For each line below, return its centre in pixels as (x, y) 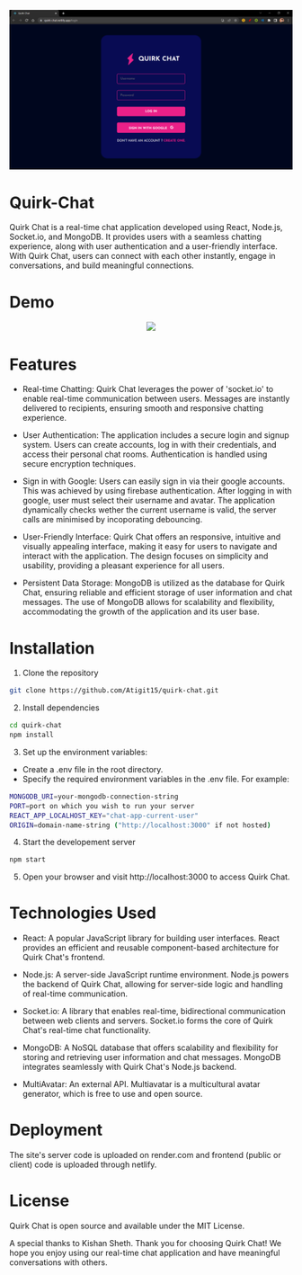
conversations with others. (58, 1262)
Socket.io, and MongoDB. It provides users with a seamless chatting (136, 237)
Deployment (56, 1130)
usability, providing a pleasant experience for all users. (123, 566)
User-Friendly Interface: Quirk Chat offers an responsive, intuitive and (151, 537)
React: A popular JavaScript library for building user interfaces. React (151, 938)
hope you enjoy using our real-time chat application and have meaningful (145, 1253)
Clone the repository (60, 673)
